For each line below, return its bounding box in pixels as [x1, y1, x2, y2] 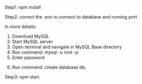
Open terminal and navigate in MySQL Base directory [12, 44, 122, 49]
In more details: [5, 23, 37, 29]
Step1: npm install [5, 4, 41, 10]
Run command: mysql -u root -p [12, 49, 79, 55]
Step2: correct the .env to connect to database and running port [5, 14, 137, 19]
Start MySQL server [12, 38, 53, 44]
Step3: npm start [5, 74, 40, 79]
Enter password [12, 54, 45, 60]
